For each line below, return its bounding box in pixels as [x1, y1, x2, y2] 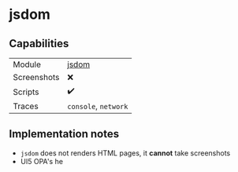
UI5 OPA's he [20, 156, 64, 166]
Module [13, 59, 42, 70]
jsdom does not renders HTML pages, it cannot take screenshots [20, 148, 231, 158]
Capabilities [9, 37, 69, 50]
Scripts [13, 86, 39, 97]
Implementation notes [9, 127, 120, 141]
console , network [67, 101, 128, 112]
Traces [13, 101, 39, 112]
